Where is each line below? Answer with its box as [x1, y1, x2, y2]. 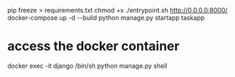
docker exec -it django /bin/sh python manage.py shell [7, 61, 168, 70]
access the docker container [7, 38, 180, 54]
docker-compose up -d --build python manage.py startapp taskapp [7, 13, 205, 22]
